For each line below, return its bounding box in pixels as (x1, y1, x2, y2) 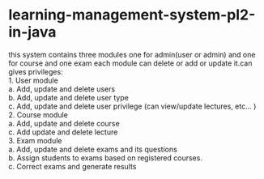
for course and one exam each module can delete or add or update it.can (8, 58, 253, 68)
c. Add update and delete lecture (8, 127, 118, 137)
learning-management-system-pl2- (8, 6, 256, 24)
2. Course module (8, 109, 69, 119)
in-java (8, 23, 57, 41)
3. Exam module (8, 135, 62, 145)
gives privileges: (8, 66, 63, 76)
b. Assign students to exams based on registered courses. (8, 152, 202, 163)
